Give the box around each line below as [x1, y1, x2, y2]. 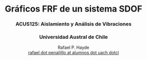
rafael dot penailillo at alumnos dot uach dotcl [28, 50, 119, 56]
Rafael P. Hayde [58, 45, 89, 50]
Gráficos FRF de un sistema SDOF [4, 3, 143, 15]
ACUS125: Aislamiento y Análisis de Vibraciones [15, 21, 132, 28]
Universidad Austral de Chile [39, 34, 108, 41]
